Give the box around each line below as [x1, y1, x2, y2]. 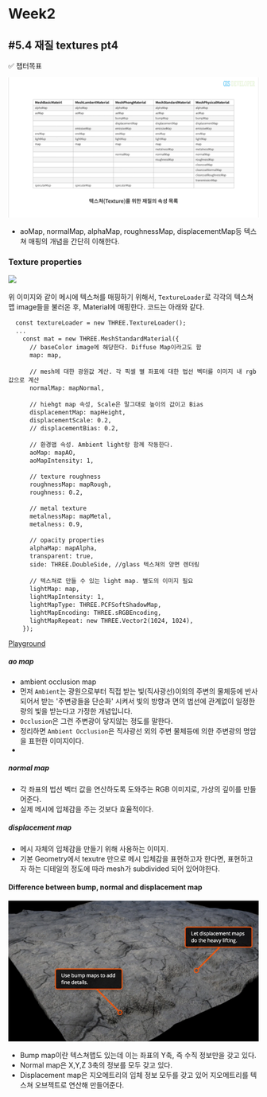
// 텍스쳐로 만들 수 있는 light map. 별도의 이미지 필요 [29, 577, 194, 585]
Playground [8, 638, 46, 648]
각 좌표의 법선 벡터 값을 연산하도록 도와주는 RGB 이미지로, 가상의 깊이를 [19, 784, 242, 794]
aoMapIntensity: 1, [29, 457, 94, 465]
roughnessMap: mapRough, [29, 480, 112, 488]
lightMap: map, [29, 585, 80, 593]
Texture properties [8, 256, 82, 267]
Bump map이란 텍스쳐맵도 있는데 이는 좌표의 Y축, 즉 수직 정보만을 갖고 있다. [19, 1051, 257, 1060]
